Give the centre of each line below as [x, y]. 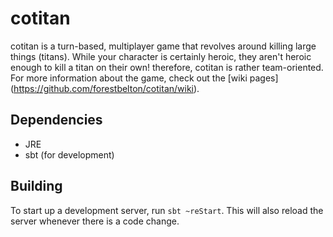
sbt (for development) [69, 154]
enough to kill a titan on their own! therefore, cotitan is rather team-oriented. [167, 67]
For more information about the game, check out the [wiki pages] [144, 78]
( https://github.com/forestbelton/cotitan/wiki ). [105, 88]
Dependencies [56, 120]
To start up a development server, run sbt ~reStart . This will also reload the [167, 210]
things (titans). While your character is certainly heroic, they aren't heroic [161, 56]
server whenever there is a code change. [95, 221]
